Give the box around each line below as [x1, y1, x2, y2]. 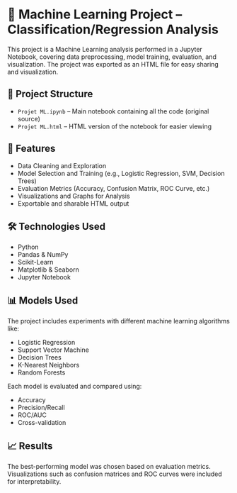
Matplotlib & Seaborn [17, 265, 79, 274]
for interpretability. [7, 477, 62, 485]
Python [17, 243, 39, 251]
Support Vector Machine [17, 345, 90, 354]
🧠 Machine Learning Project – [7, 6, 183, 23]
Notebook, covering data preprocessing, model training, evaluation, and [7, 52, 217, 61]
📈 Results [7, 440, 53, 452]
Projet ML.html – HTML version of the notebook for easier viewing [17, 122, 212, 131]
